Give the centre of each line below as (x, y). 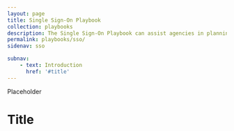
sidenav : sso (26, 46)
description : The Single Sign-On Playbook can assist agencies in (106, 33)
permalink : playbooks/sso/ (46, 40)
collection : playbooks (40, 26)
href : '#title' (48, 71)
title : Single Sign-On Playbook (54, 20)
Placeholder (24, 91)
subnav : (18, 59)
